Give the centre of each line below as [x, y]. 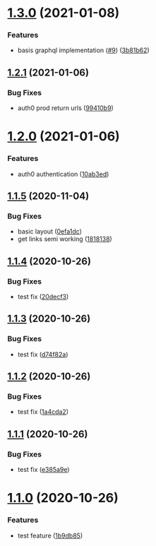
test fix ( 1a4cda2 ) [43, 412]
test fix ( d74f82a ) [43, 354]
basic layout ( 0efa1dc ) [50, 231]
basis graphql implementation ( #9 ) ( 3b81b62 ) [83, 50]
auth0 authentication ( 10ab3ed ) [63, 174]
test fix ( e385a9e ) [43, 470]
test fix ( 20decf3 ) [43, 297]
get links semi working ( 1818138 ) [65, 239]
